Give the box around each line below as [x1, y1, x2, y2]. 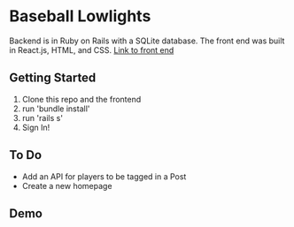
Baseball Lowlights [9, 6, 151, 26]
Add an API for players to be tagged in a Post [21, 170, 187, 182]
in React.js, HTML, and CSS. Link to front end [9, 44, 174, 55]
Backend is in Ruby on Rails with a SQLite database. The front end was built [9, 35, 285, 46]
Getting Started [9, 71, 97, 86]
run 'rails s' [21, 112, 64, 123]
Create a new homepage [21, 180, 112, 191]
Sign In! [21, 122, 50, 132]
